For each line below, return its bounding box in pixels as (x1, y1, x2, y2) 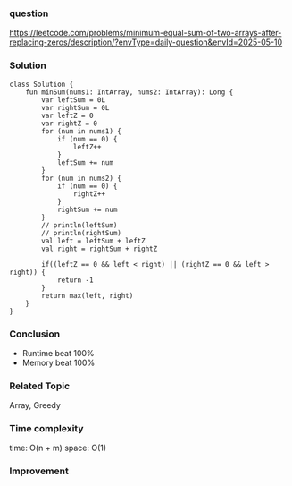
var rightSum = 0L (41, 103, 110, 112)
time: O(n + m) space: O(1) (9, 442, 107, 454)
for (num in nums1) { (41, 126, 122, 136)
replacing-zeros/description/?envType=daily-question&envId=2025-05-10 (9, 37, 283, 47)
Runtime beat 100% (21, 347, 96, 358)
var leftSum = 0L (41, 95, 105, 105)
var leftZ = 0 (41, 111, 94, 120)
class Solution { (9, 80, 74, 89)
